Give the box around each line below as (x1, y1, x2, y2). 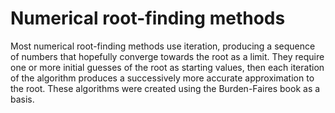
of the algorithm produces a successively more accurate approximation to (10, 72, 315, 84)
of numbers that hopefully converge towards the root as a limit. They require (10, 50, 325, 62)
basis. (10, 93, 35, 105)
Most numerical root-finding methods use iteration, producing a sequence (10, 40, 316, 52)
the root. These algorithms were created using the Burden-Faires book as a (10, 82, 321, 94)
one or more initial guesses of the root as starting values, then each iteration (10, 61, 325, 73)
